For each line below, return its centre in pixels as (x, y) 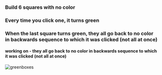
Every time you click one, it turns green (52, 20)
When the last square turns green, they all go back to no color (79, 33)
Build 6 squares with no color (40, 7)
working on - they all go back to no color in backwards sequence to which (81, 51)
